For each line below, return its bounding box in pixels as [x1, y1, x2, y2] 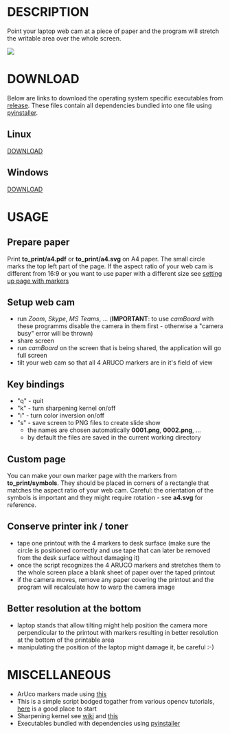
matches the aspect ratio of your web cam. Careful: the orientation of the [7, 486, 214, 494]
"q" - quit [16, 397, 44, 405]
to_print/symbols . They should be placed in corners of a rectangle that [7, 479, 209, 487]
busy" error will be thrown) [16, 330, 93, 338]
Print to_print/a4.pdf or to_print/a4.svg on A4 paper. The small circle [7, 255, 205, 263]
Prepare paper [7, 237, 70, 248]
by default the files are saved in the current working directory [27, 433, 201, 442]
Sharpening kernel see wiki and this [16, 711, 119, 720]
